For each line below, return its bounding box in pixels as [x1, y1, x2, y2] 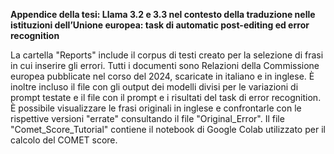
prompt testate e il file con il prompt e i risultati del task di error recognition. [10, 92, 322, 103]
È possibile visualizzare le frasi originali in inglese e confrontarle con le [10, 102, 302, 114]
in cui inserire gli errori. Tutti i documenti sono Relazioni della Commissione [10, 60, 320, 71]
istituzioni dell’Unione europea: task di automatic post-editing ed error [10, 19, 310, 31]
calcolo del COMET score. [10, 134, 118, 146]
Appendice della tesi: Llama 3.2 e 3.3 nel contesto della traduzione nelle [10, 9, 316, 20]
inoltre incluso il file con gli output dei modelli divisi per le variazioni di [10, 81, 299, 93]
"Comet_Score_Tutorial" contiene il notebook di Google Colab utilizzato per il [10, 124, 326, 135]
